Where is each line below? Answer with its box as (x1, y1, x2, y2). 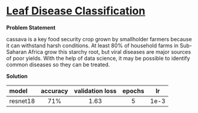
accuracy (41, 87, 68, 95)
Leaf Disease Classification (6, 4, 146, 18)
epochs (122, 87, 145, 95)
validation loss (74, 87, 117, 95)
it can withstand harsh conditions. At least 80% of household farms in (6, 42, 179, 49)
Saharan (6, 48, 27, 55)
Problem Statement (6, 24, 56, 31)
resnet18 (9, 97, 35, 105)
